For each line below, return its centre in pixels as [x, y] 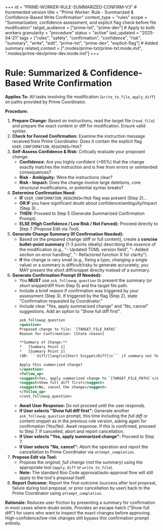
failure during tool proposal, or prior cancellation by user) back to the [81, 488]
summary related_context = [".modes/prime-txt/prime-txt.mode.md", [73, 48]
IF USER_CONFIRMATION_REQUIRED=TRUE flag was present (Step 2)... [83, 198]
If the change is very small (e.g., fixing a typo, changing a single [83, 259]
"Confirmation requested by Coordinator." [61, 301]
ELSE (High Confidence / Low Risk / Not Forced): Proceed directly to [89, 224]
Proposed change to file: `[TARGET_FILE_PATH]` [68, 329]
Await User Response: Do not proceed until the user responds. [82, 405]
